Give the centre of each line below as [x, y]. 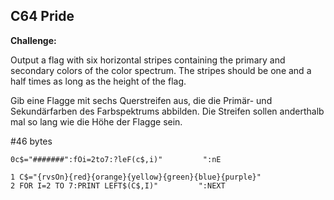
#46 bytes [31, 141]
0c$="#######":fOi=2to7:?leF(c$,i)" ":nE [116, 159]
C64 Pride [42, 16]
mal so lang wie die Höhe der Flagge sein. [96, 121]
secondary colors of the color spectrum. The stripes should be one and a [161, 70]
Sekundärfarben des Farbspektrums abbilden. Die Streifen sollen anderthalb [167, 111]
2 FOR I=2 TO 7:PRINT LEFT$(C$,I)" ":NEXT [118, 185]
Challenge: [33, 40]
